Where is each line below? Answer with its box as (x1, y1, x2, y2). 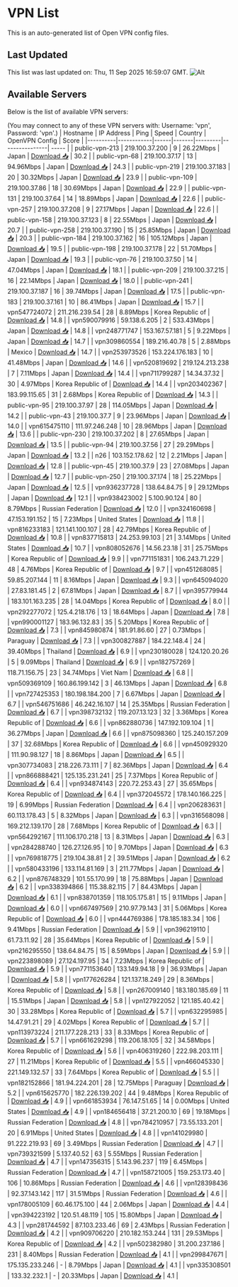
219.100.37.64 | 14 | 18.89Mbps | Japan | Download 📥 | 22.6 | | (21, 194, 204, 203)
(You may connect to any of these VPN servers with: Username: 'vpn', (7, 121, 212, 129)
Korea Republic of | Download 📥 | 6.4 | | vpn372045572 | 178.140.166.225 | (7, 790, 227, 798)
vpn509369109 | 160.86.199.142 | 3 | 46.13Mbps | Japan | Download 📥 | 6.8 (7, 679, 228, 687)
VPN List (7, 5, 59, 21)
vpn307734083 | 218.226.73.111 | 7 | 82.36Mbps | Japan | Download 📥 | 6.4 (7, 761, 229, 769)
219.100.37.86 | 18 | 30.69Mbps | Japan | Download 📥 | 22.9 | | (7, 183, 191, 192)
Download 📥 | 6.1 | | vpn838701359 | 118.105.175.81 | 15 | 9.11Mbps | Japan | (7, 893, 227, 902)
